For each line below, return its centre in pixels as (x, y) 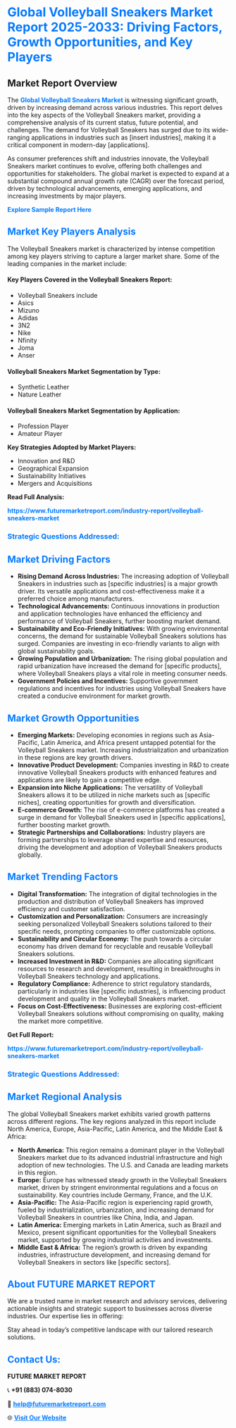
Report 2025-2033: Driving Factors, (115, 27)
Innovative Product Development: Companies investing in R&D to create (123, 765)
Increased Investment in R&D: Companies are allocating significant (116, 961)
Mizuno (29, 311)
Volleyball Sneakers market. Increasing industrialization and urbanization (123, 750)
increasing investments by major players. (67, 196)
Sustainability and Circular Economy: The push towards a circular (114, 939)
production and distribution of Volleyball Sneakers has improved (111, 901)
